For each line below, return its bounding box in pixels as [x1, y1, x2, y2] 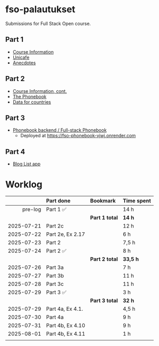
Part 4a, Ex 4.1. [46, 305, 83, 312]
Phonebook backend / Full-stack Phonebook [12, 127, 107, 133]
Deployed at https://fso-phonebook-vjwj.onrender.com [20, 133, 136, 139]
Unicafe [12, 54, 30, 60]
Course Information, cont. [12, 88, 67, 94]
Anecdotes [12, 60, 36, 66]
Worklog [5, 179, 42, 190]
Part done [46, 197, 71, 205]
